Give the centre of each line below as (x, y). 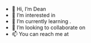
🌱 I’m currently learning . (41, 21)
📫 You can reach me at (40, 34)
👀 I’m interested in (33, 15)
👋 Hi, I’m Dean (29, 9)
